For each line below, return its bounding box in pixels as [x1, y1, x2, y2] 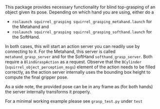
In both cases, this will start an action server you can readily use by [5, 44, 140, 49]
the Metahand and [12, 24, 49, 30]
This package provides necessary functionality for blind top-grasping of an [5, 4, 156, 10]
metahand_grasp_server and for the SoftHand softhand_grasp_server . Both [5, 54, 153, 60]
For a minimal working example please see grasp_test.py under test [5, 98, 142, 104]
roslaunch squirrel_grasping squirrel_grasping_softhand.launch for [12, 29, 152, 34]
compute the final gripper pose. [5, 75, 69, 80]
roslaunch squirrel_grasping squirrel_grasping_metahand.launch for [12, 19, 152, 24]
